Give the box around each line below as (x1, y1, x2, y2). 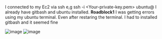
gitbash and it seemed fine (5, 19, 58, 25)
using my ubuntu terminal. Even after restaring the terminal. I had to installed (5, 14, 158, 20)
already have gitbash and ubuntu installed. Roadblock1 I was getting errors (5, 9, 155, 15)
